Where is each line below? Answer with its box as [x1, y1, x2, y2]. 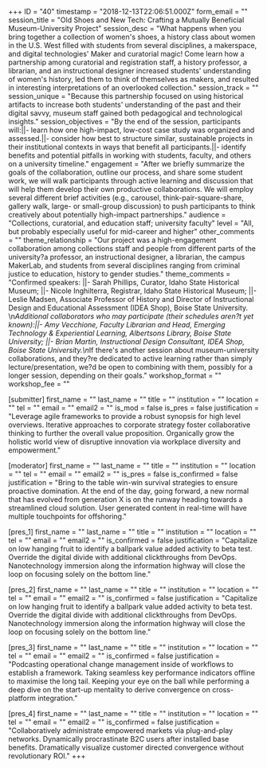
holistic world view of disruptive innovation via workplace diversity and [8, 437, 241, 446]
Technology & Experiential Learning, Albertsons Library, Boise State [8, 328, 232, 338]
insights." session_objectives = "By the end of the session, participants [8, 117, 241, 126]
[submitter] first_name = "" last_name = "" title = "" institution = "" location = [8, 394, 260, 404]
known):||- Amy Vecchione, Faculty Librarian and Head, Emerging [8, 320, 226, 329]
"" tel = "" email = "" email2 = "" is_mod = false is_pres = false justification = [8, 403, 259, 413]
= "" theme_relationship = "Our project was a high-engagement [8, 235, 217, 245]
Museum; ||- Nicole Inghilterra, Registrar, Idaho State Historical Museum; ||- [8, 286, 257, 296]
